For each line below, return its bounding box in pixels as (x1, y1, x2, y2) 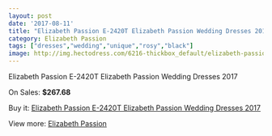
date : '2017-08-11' (8, 19, 74, 28)
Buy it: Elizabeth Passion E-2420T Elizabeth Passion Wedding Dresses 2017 (8, 103, 261, 113)
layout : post (8, 11, 53, 20)
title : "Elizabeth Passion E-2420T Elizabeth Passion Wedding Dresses (8, 27, 252, 35)
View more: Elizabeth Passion (8, 119, 108, 128)
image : (8, 49, 31, 57)
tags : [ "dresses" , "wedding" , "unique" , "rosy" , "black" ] (8, 42, 194, 50)
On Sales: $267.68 (8, 87, 71, 97)
